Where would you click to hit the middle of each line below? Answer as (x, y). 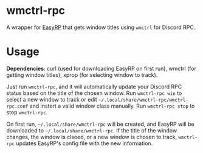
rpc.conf (17, 106)
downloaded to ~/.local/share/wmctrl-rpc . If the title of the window (92, 130)
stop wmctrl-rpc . (27, 112)
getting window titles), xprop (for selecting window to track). (82, 75)
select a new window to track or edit (52, 99)
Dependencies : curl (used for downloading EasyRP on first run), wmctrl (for (101, 68)
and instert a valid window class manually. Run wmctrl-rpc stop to (112, 106)
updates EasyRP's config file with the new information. (84, 143)
